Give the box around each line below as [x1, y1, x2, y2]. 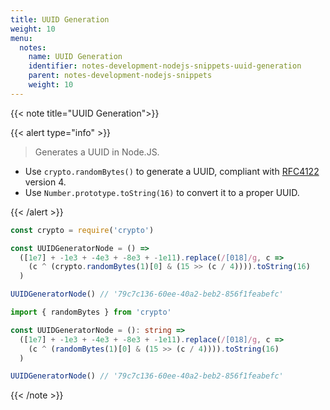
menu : [10, 33, 33, 43]
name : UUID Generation [28, 52, 123, 62]
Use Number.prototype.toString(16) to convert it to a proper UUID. [24, 186, 300, 198]
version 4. [24, 176, 67, 188]
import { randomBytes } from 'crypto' [10, 307, 172, 317]
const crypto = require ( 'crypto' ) [10, 225, 155, 235]
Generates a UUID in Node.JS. [34, 146, 160, 158]
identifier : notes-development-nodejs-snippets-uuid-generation [28, 61, 302, 71]
